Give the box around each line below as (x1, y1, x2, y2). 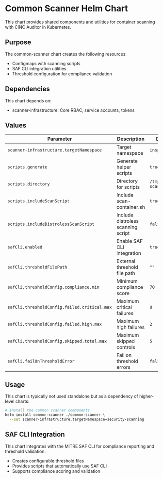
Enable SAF (116, 238, 143, 245)
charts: (15, 398, 30, 404)
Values (5, 121, 27, 129)
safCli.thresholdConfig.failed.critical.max (7, 304, 112, 310)
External (116, 258, 136, 264)
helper (116, 164, 131, 170)
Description (117, 135, 145, 142)
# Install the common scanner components (5, 408, 90, 413)
